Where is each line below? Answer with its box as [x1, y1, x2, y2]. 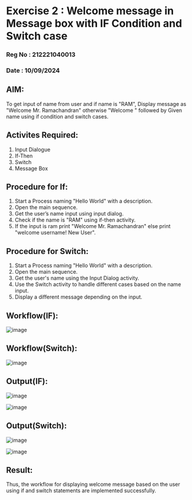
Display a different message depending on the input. [14, 293, 143, 300]
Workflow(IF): [6, 310, 58, 320]
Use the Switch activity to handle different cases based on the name [14, 281, 181, 288]
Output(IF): [6, 376, 48, 386]
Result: [6, 465, 33, 475]
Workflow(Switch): [6, 344, 78, 354]
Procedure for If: [6, 182, 68, 192]
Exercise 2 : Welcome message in [6, 4, 174, 18]
